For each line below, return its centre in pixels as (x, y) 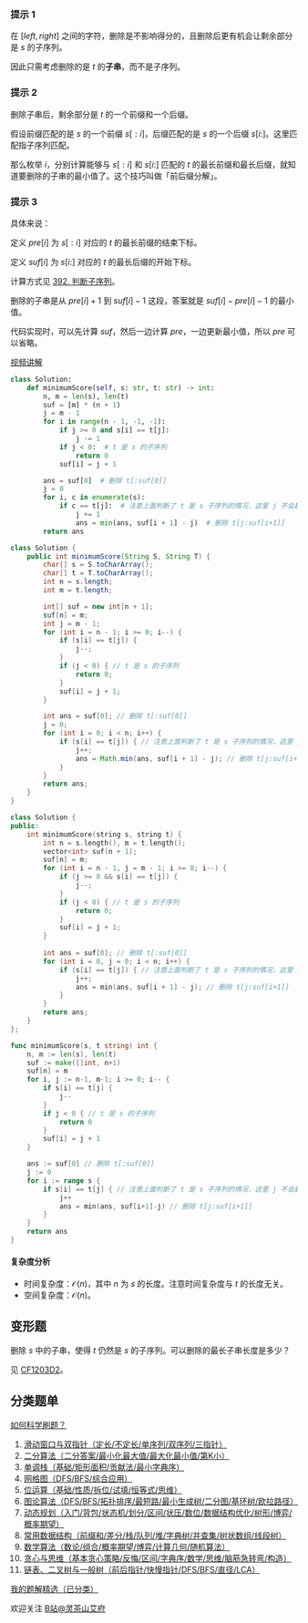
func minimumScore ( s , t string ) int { (84, 1045)
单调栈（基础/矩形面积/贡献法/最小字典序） (104, 1467)
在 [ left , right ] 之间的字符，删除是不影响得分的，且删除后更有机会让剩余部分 (152, 36)
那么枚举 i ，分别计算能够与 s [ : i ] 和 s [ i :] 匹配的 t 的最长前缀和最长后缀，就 (149, 164)
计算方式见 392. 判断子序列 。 (65, 281)
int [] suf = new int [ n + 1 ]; (98, 606)
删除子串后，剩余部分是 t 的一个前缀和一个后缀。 (102, 114)
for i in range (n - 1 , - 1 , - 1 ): (105, 422)
